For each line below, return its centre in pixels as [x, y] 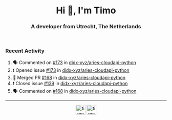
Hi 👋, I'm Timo [86, 11]
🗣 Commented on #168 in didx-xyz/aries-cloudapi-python [74, 91]
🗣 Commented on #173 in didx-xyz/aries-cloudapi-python [74, 62]
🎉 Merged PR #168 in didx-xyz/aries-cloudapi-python [69, 77]
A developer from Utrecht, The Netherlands [86, 27]
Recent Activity [25, 51]
